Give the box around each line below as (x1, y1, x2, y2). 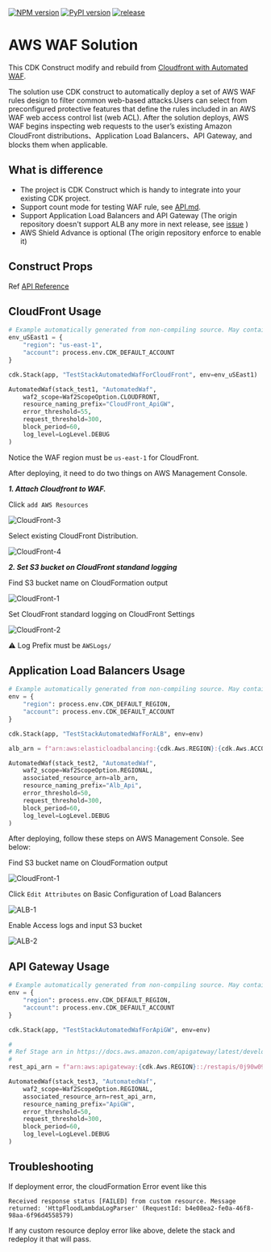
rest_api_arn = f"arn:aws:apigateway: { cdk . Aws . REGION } (8, 1063, 197, 1071)
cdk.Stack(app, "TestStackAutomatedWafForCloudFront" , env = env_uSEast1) (8, 370, 258, 379)
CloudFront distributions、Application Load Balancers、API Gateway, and (8, 130, 252, 141)
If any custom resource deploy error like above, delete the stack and (8, 1225, 236, 1235)
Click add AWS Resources (8, 500, 89, 509)
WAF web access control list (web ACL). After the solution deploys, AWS (8, 112, 249, 122)
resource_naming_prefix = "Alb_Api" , (23, 782, 143, 790)
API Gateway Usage (8, 959, 110, 973)
